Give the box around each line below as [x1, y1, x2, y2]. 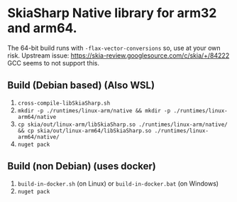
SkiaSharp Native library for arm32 [7, 5, 217, 21]
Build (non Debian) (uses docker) [7, 160, 156, 172]
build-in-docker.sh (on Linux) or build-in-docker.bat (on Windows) [17, 179, 219, 188]
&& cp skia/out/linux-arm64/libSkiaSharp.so [17, 127, 152, 134]
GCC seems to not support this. [7, 58, 99, 67]
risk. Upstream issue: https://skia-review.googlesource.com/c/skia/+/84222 [7, 51, 230, 60]
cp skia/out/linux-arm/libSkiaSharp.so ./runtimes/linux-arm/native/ [17, 121, 228, 128]
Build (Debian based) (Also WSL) [7, 80, 155, 92]
